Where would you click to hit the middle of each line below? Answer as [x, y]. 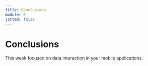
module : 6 [16, 15]
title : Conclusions [26, 10]
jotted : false [20, 19]
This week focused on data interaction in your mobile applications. [74, 58]
